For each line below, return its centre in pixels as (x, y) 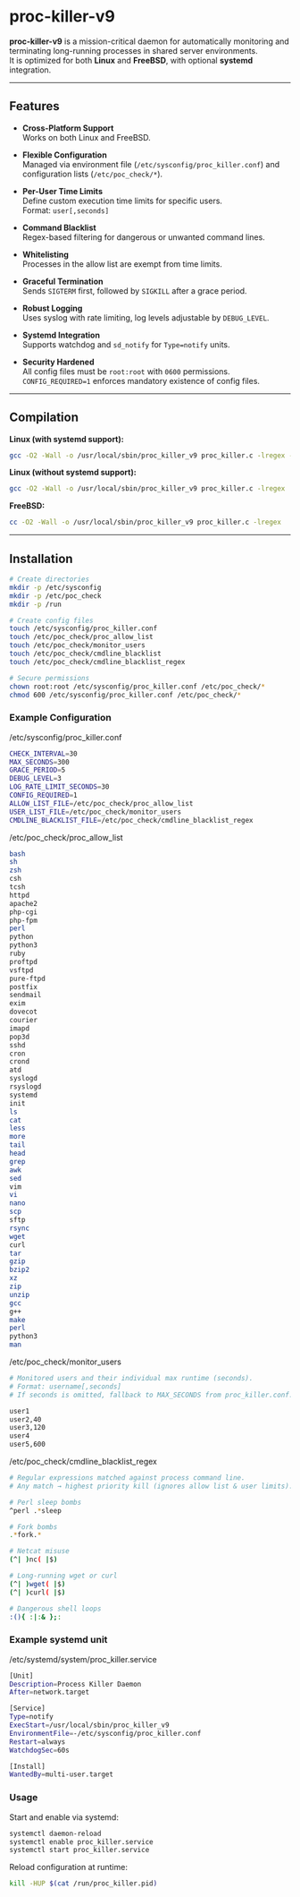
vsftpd (21, 970)
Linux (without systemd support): (73, 473)
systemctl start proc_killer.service (79, 1850)
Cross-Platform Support (68, 128)
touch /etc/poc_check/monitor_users (77, 645)
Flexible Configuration (64, 155)
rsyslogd (25, 1087)
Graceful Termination (62, 281)
